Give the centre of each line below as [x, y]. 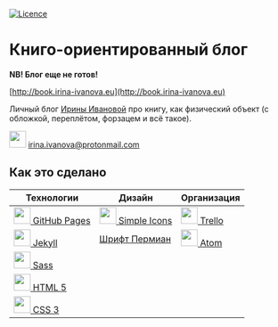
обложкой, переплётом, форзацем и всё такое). [100, 118]
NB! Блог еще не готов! [53, 74]
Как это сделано [58, 172]
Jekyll [45, 242]
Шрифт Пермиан [135, 239]
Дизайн [136, 198]
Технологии [52, 198]
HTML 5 [49, 287]
